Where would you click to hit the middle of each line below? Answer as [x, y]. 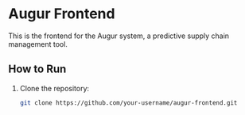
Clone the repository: [54, 88]
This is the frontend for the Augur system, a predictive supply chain [119, 36]
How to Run [37, 69]
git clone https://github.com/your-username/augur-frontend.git [128, 103]
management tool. [38, 44]
